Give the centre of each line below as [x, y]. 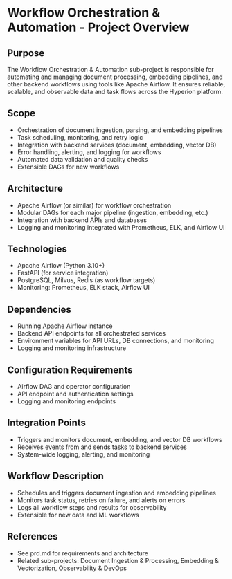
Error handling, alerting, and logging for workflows [89, 152]
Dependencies [39, 309]
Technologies [37, 249]
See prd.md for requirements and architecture [83, 553]
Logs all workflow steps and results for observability [92, 507]
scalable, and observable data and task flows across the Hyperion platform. [115, 92]
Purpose [26, 53]
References [33, 536]
